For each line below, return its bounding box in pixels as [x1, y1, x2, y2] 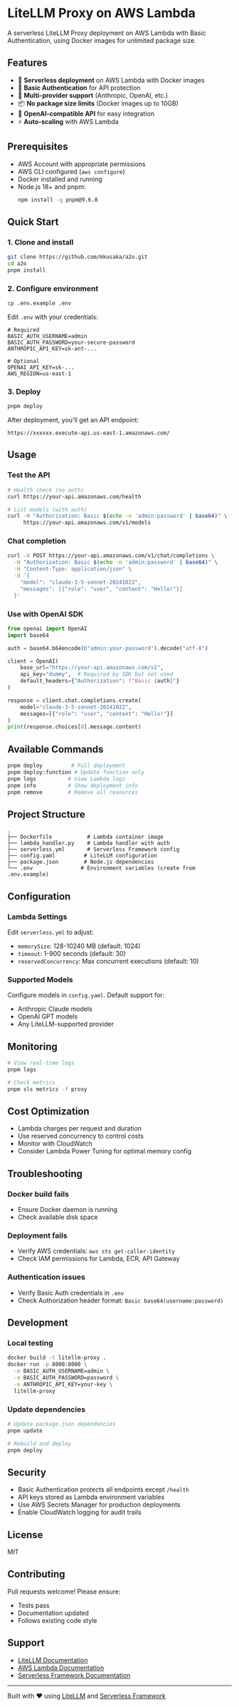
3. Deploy [7, 387, 41, 397]
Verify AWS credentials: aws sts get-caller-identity [17, 1247, 176, 1255]
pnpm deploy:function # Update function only [7, 768, 144, 775]
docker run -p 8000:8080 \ [7, 1361, 87, 1368]
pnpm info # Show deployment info [7, 782, 139, 789]
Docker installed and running [17, 175, 103, 183]
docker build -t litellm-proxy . [7, 1354, 107, 1362]
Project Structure [7, 808, 85, 820]
